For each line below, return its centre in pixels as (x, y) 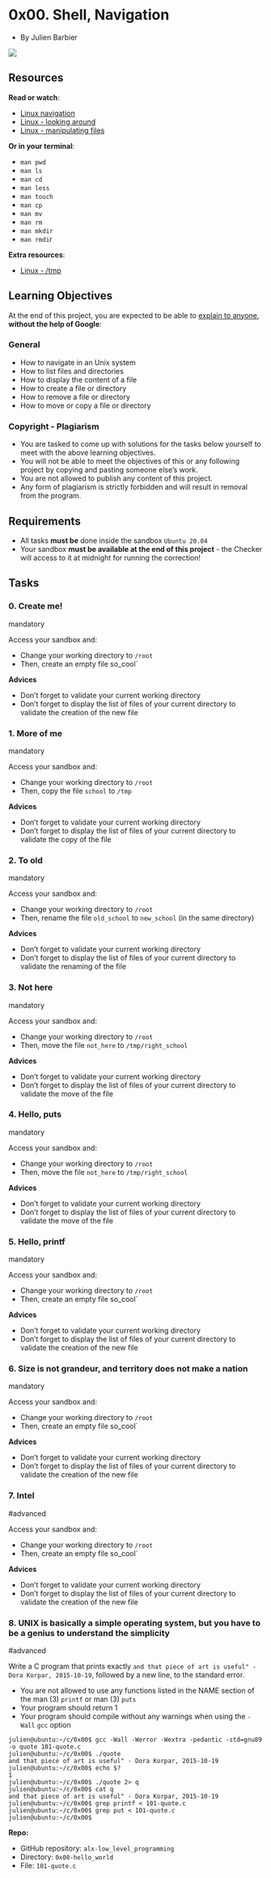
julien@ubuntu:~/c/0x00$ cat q (61, 1790)
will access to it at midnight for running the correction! (110, 557)
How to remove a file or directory (75, 396)
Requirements (44, 521)
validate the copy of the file (66, 839)
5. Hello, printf (37, 1241)
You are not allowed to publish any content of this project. (116, 478)
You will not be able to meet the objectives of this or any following (130, 461)
